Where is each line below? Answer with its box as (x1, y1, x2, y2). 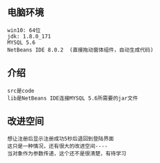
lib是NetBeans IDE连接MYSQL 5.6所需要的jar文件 (7, 95, 138, 102)
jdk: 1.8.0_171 (7, 33, 51, 40)
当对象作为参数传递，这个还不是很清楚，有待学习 (7, 150, 127, 157)
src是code (7, 87, 35, 94)
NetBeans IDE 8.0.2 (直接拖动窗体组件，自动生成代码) (7, 46, 154, 54)
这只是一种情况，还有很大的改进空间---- (7, 143, 108, 150)
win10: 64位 (7, 26, 41, 33)
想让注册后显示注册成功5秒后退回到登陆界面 (7, 135, 114, 143)
